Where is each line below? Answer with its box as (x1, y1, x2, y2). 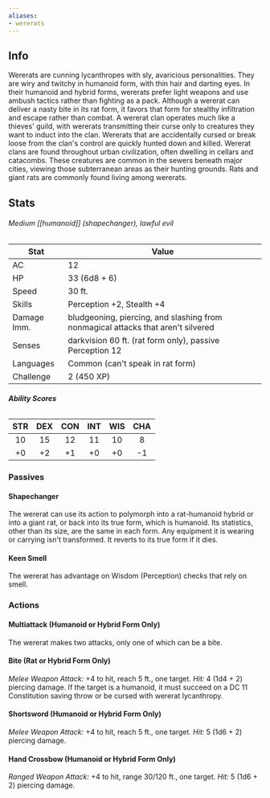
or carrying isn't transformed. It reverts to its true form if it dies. (8, 535, 219, 545)
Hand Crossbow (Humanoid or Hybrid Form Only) (8, 754, 177, 763)
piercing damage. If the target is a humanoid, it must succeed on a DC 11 (8, 682, 247, 692)
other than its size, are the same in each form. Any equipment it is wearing (8, 526, 255, 536)
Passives (8, 472, 45, 483)
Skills (12, 298, 33, 309)
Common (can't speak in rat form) (67, 358, 197, 369)
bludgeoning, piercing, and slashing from (67, 311, 223, 322)
